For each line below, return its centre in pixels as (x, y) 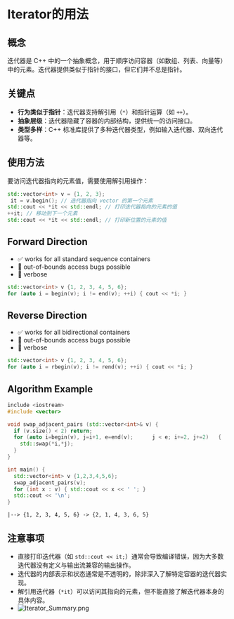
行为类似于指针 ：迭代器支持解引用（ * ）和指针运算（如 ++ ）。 (105, 112)
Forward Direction (47, 242)
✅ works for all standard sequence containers (84, 259)
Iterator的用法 (48, 14)
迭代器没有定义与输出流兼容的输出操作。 (76, 565)
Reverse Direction (47, 315)
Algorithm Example (50, 389)
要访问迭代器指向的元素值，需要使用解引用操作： (78, 180)
